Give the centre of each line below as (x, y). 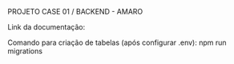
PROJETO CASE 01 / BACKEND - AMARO (75, 12)
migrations (25, 51)
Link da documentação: (46, 27)
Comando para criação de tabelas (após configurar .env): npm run (117, 42)
